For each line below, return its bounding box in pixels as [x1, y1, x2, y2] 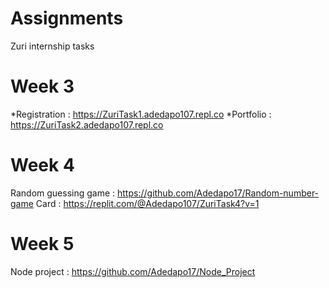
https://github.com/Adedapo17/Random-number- [117, 187, 320, 199]
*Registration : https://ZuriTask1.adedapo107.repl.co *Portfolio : [10, 108, 272, 120]
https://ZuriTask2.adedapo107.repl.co [10, 118, 164, 131]
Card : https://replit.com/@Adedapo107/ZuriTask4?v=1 [35, 197, 260, 209]
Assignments [10, 7, 124, 30]
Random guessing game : [10, 187, 116, 199]
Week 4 [10, 154, 75, 177]
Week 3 [10, 75, 75, 98]
